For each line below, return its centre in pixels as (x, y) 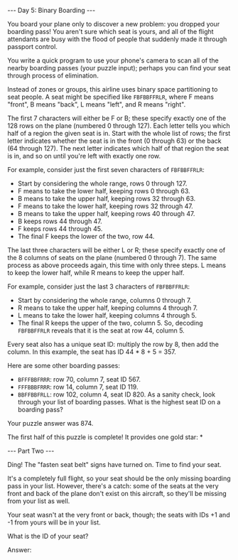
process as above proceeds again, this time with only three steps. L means (117, 265)
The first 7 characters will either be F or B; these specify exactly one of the (117, 118)
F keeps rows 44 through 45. (60, 229)
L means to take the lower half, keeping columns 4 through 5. (107, 315)
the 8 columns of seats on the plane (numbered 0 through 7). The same (112, 258)
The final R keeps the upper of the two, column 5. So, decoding (110, 323)
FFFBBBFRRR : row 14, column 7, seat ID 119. (78, 387)
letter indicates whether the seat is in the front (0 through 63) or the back (114, 141)
